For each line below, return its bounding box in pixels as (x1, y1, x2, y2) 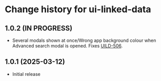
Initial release (12, 71, 41, 77)
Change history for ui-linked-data (5, 4, 152, 15)
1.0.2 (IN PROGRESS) (5, 24, 73, 33)
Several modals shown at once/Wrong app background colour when (12, 37, 156, 43)
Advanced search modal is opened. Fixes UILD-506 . (12, 43, 123, 49)
